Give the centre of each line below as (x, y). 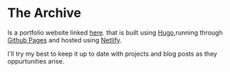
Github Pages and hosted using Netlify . (65, 40)
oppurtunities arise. (36, 61)
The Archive (45, 13)
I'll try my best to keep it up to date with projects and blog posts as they (112, 54)
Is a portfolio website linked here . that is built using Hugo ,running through (115, 32)
